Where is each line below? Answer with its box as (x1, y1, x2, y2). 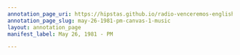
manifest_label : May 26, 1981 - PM (7, 30, 114, 38)
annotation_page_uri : (7, 10, 72, 18)
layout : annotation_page (7, 24, 81, 31)
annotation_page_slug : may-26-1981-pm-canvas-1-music (7, 17, 171, 24)
